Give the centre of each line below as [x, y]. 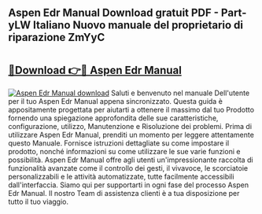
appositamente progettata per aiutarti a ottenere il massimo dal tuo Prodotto [131, 110]
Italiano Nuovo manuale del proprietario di [138, 26]
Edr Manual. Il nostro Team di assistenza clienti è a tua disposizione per [124, 193]
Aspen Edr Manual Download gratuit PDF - [113, 13]
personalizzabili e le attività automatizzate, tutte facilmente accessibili [121, 177]
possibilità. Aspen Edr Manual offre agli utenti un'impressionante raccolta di [131, 160]
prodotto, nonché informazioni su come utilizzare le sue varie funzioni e [124, 151]
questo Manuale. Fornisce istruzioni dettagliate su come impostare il [119, 143]
